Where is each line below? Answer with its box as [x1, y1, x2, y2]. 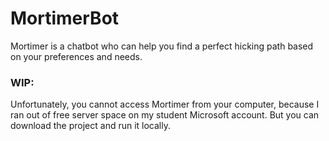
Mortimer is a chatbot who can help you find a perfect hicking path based [10, 40, 314, 52]
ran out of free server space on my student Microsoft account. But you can [10, 109, 320, 121]
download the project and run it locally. [10, 120, 171, 132]
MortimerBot [10, 7, 120, 30]
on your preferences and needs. [10, 50, 143, 62]
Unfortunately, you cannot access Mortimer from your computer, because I [10, 98, 320, 111]
